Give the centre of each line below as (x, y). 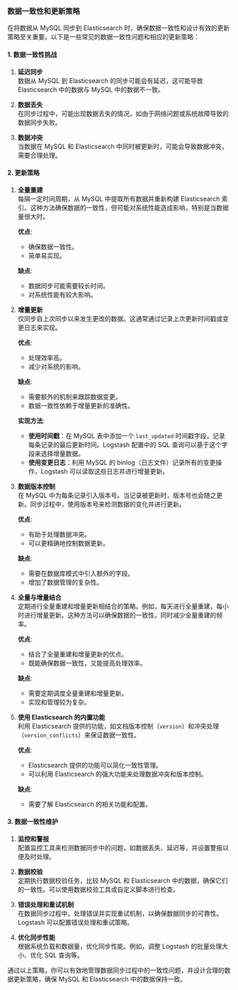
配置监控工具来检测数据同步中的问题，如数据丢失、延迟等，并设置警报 (120, 847)
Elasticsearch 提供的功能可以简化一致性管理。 (95, 765)
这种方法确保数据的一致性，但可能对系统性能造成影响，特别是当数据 (129, 207)
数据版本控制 (36, 486)
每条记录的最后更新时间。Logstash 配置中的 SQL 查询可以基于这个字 (128, 445)
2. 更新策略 (24, 173)
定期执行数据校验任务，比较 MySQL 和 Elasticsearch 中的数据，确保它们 (123, 880)
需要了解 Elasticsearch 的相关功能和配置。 (90, 804)
